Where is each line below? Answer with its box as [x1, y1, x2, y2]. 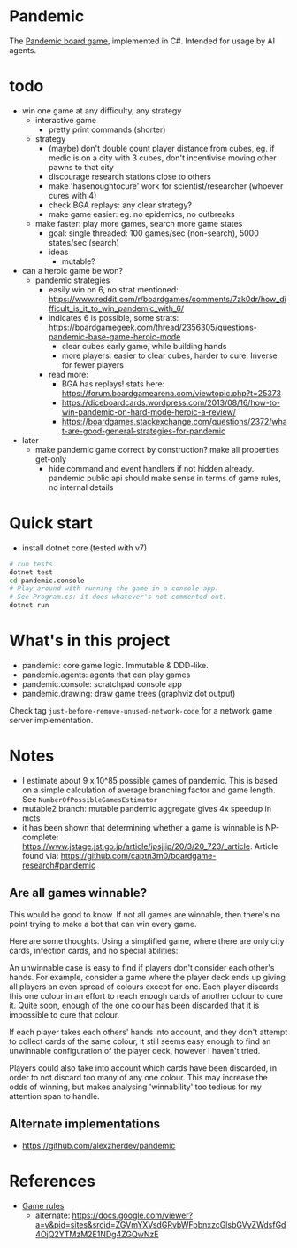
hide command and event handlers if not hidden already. [48, 463, 255, 473]
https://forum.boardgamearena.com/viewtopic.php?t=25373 [61, 387, 281, 398]
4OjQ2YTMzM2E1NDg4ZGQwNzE [34, 1228, 159, 1239]
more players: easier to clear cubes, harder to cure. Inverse [61, 350, 278, 361]
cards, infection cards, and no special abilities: [9, 945, 179, 955]
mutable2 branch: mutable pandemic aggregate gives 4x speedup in [21, 803, 272, 814]
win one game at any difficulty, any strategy [21, 105, 182, 116]
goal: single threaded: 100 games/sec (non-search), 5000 [48, 228, 259, 238]
